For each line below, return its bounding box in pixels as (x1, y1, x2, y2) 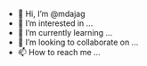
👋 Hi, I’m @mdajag (17, 9, 86, 19)
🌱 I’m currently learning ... (17, 28, 113, 37)
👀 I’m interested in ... (17, 18, 94, 29)
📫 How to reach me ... (17, 47, 101, 57)
